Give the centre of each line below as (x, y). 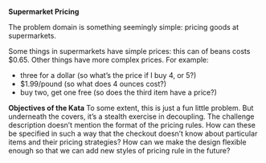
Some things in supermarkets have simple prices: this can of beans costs (129, 51)
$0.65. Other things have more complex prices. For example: (108, 60)
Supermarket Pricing (44, 12)
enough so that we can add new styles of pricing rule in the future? (119, 151)
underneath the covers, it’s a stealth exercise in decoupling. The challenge (131, 116)
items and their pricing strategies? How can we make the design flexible (127, 142)
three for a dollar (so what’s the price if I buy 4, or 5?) (108, 75)
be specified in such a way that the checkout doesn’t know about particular (133, 133)
